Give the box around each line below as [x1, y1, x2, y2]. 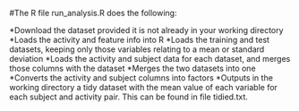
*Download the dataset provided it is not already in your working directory [9, 25, 284, 35]
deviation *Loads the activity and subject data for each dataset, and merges [9, 54, 291, 64]
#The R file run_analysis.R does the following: [9, 8, 177, 18]
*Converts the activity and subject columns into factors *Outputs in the [9, 73, 273, 83]
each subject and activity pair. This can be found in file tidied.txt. [9, 91, 249, 102]
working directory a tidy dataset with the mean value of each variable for [9, 82, 278, 92]
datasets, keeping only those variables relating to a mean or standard [9, 44, 265, 55]
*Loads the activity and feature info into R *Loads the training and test [9, 35, 270, 45]
